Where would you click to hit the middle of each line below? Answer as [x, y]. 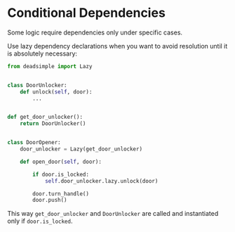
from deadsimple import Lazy [50, 66]
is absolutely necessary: [42, 53]
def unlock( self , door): [56, 92]
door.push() [50, 200]
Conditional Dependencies [87, 13]
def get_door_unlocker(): [45, 117]
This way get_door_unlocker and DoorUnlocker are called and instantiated [113, 214]
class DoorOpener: [34, 143]
